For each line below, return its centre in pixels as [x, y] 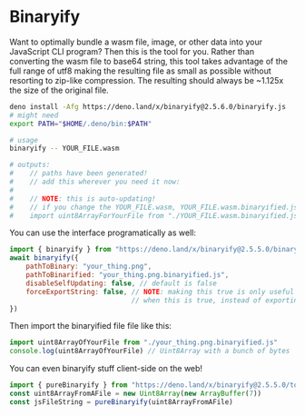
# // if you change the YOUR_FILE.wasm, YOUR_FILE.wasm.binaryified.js [154, 207]
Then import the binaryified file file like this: [91, 326]
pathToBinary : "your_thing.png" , [89, 267]
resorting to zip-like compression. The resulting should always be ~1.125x [147, 80]
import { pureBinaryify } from [69, 385]
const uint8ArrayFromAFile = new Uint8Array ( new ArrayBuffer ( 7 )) [135, 394]
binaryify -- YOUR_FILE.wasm [64, 149]
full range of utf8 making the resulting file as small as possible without [141, 71]
